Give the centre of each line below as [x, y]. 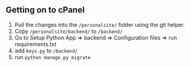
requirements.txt [36, 44]
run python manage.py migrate [53, 57]
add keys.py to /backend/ [46, 51]
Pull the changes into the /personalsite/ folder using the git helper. [99, 24]
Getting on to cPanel [45, 10]
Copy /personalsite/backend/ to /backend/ [69, 31]
